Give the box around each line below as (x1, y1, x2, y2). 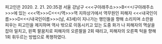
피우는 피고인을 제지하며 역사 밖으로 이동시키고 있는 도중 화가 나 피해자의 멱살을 (5, 22, 155, 28)
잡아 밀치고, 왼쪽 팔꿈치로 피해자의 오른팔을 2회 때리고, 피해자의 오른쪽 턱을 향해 (5, 28, 156, 33)
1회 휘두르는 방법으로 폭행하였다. (5, 34, 66, 40)
